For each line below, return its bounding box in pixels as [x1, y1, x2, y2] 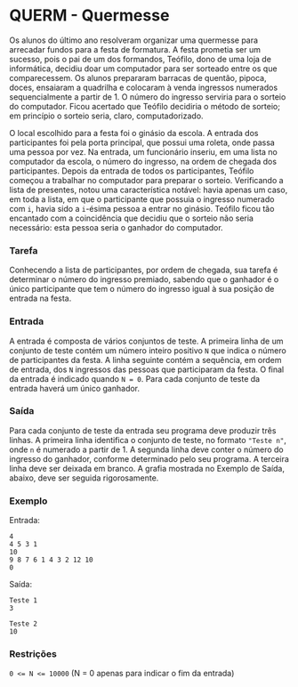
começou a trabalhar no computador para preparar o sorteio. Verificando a [9, 174, 284, 185]
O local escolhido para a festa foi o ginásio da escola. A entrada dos [9, 127, 259, 138]
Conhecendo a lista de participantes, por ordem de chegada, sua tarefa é [9, 264, 278, 276]
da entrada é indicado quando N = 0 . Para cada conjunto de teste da [9, 373, 261, 384]
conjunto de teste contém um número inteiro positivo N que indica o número [9, 344, 286, 356]
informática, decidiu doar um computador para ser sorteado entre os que [9, 63, 278, 74]
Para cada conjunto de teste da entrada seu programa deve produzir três [9, 424, 277, 436]
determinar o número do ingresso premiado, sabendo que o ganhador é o [9, 274, 279, 285]
